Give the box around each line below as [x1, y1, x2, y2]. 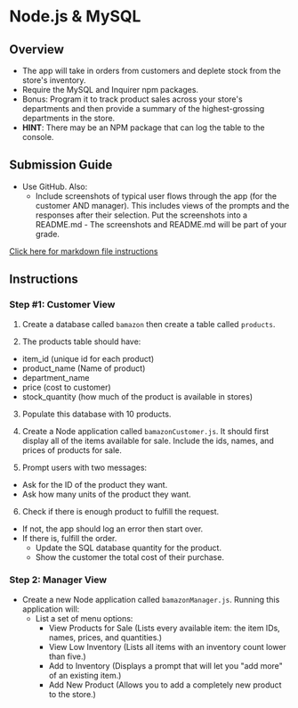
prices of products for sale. [21, 444, 123, 456]
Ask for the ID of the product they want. [21, 479, 168, 490]
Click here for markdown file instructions [9, 245, 158, 256]
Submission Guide [9, 158, 113, 173]
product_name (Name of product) [21, 363, 146, 374]
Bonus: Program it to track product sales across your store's [21, 94, 243, 104]
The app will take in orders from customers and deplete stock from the [21, 65, 282, 76]
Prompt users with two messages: [21, 462, 148, 473]
